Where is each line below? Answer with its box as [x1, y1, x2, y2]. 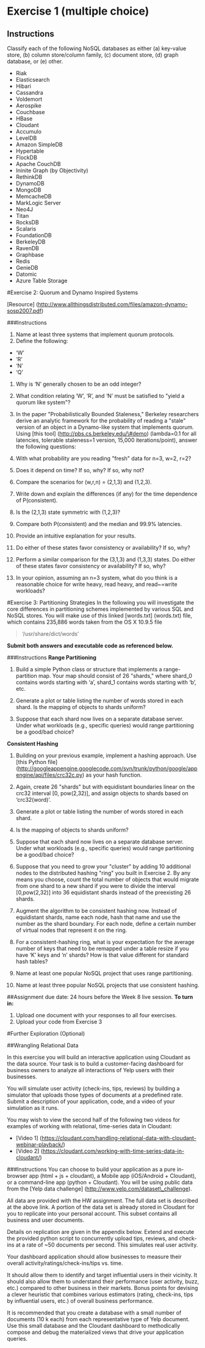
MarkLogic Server [15, 200, 62, 206]
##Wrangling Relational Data [7, 1042, 79, 1049]
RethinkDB [15, 173, 43, 181]
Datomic [15, 270, 37, 278]
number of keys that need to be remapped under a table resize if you [15, 945, 189, 952]
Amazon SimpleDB [15, 141, 63, 148]
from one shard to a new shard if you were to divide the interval [15, 882, 176, 889]
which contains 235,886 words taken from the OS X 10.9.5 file [7, 618, 162, 625]
